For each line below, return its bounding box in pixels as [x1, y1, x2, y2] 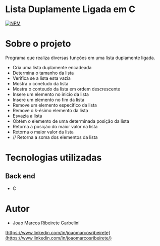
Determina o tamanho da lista [12, 70, 74, 76]
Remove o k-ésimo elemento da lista [12, 107, 88, 113]
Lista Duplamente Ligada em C [5, 4, 135, 15]
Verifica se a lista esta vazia [12, 75, 71, 81]
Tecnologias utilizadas [5, 152, 102, 164]
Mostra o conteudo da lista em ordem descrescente [12, 86, 121, 92]
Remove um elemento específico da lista [12, 102, 97, 108]
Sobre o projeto [5, 38, 71, 50]
